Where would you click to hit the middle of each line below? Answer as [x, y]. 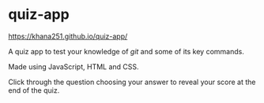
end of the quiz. [34, 90]
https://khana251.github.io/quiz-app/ [68, 36]
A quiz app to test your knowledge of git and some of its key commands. [126, 51]
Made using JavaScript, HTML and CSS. [74, 66]
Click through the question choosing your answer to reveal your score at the [132, 82]
